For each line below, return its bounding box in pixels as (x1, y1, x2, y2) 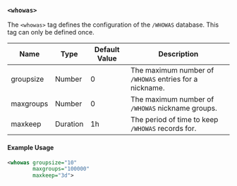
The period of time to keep (130, 115, 219, 125)
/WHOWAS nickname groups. (130, 104, 217, 113)
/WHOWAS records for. (130, 123, 197, 133)
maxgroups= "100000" (32, 166, 90, 173)
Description (158, 49, 199, 59)
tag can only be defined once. (7, 28, 95, 37)
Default (94, 45, 120, 55)
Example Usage (7, 143, 54, 151)
